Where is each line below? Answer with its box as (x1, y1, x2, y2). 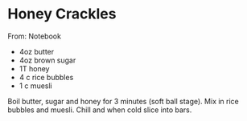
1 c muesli (19, 81, 53, 91)
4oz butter (19, 46, 55, 56)
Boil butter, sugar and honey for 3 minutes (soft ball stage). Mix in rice (7, 96, 239, 106)
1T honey (19, 63, 50, 73)
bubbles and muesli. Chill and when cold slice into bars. (7, 105, 192, 115)
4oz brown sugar (19, 55, 76, 65)
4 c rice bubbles (19, 72, 74, 82)
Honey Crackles (7, 5, 117, 23)
